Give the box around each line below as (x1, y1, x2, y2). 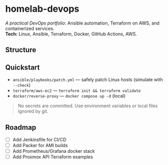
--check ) (12, 82, 31, 88)
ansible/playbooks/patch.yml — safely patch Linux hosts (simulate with (12, 77, 163, 83)
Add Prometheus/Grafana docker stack (12, 148, 95, 154)
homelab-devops (5, 3, 80, 15)
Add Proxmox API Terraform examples (12, 154, 93, 160)
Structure (5, 45, 37, 54)
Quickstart (5, 63, 40, 72)
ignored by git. (17, 108, 48, 114)
